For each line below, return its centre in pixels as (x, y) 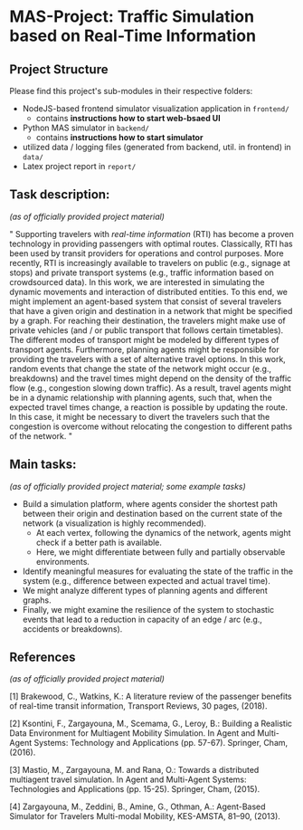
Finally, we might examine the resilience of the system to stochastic (148, 609)
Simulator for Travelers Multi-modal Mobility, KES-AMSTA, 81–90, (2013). (145, 816)
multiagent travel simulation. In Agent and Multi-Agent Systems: (128, 779)
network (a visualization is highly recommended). (114, 523)
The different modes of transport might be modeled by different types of (144, 339)
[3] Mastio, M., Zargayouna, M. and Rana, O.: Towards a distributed (134, 770)
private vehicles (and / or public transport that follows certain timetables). (147, 330)
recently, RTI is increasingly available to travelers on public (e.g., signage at (150, 262)
